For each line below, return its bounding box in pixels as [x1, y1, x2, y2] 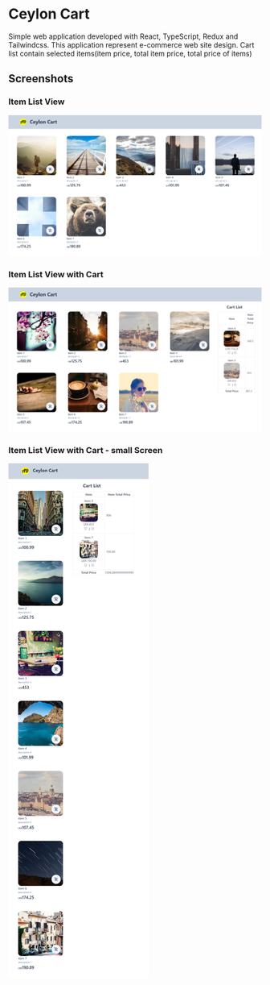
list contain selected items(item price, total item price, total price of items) [8, 48, 252, 58]
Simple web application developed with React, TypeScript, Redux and [8, 31, 239, 41]
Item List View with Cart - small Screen [8, 444, 163, 455]
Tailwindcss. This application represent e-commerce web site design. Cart [8, 39, 255, 49]
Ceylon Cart [8, 5, 90, 23]
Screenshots [8, 72, 74, 85]
